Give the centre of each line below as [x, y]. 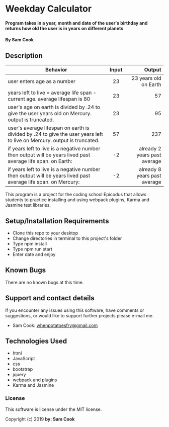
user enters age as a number [42, 81]
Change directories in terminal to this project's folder [67, 238]
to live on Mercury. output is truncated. [54, 140]
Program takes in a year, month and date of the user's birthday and [76, 23]
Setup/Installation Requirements [57, 221]
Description [24, 56]
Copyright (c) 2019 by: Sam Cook [40, 419]
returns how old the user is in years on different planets [64, 28]
